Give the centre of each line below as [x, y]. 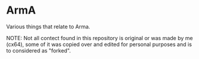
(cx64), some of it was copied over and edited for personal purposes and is [99, 44]
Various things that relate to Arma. [48, 27]
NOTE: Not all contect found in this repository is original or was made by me [99, 38]
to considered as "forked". [39, 50]
